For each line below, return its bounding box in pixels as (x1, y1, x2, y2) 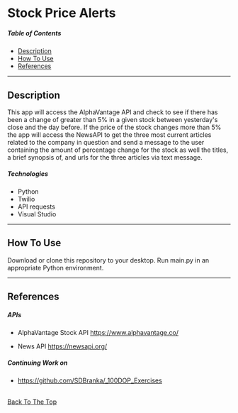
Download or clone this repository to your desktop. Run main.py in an (7, 255, 210, 264)
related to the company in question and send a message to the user (7, 138, 205, 146)
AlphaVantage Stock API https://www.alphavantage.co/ (17, 329, 179, 337)
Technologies (7, 169, 48, 178)
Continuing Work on (7, 358, 68, 367)
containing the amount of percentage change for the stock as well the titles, (7, 145, 229, 154)
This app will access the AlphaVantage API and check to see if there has (7, 108, 218, 116)
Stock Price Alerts (7, 5, 116, 21)
